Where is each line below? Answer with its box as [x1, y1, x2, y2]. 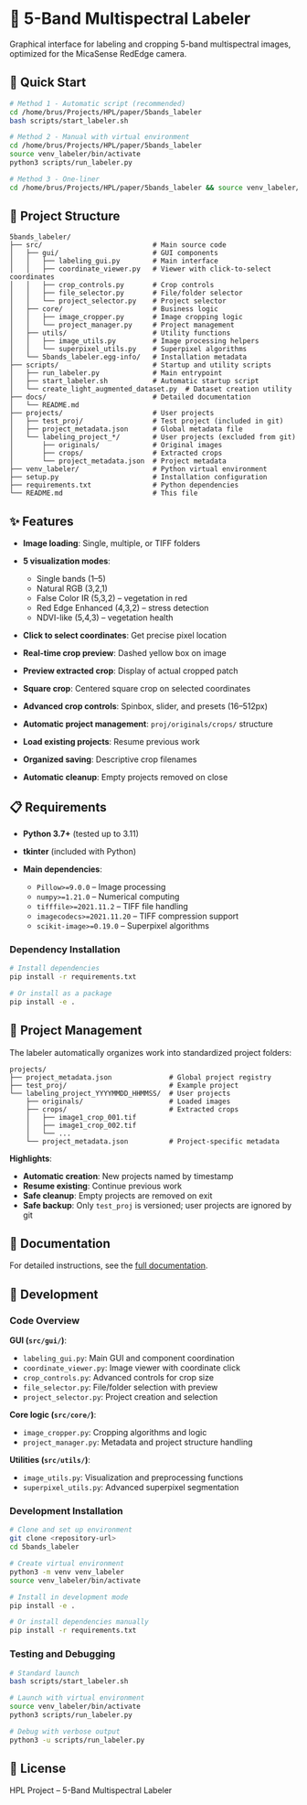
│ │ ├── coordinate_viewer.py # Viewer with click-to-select [9, 264, 272, 274]
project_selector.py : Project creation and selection [22, 1391, 218, 1402]
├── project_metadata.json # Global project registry [9, 1072, 272, 1082]
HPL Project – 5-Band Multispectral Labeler [9, 1785, 173, 1796]
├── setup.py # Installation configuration [9, 473, 268, 482]
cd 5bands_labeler [9, 1542, 79, 1552]
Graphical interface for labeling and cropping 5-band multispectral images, [9, 38, 291, 49]
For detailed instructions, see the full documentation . [9, 1260, 208, 1271]
